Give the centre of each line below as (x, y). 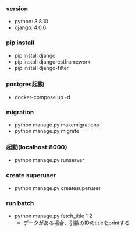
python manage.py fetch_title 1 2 (54, 216)
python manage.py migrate (47, 131)
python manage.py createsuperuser (57, 188)
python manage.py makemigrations (57, 125)
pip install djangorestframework (52, 61)
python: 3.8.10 (31, 22)
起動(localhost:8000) (37, 147)
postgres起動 (25, 84)
